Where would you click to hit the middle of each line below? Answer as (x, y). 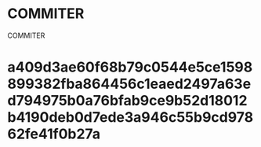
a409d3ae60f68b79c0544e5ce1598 (130, 67)
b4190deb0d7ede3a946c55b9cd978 (130, 118)
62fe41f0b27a (54, 134)
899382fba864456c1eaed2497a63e (129, 84)
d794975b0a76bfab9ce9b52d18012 (127, 101)
